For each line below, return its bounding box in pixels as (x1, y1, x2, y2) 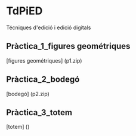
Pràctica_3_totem (6, 107, 73, 118)
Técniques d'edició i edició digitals (6, 24, 91, 31)
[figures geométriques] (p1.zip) (6, 57, 82, 64)
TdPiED (6, 4, 43, 18)
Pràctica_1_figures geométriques (6, 41, 131, 51)
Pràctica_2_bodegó (6, 75, 80, 85)
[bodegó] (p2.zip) (6, 90, 50, 97)
